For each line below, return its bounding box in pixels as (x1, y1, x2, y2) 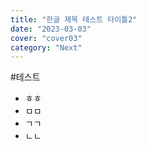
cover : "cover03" (10, 33, 83, 43)
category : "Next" (10, 42, 83, 53)
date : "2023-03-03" (10, 24, 92, 34)
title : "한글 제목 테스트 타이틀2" (10, 14, 138, 25)
